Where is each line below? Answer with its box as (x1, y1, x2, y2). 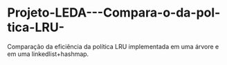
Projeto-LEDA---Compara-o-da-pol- (7, 5, 221, 21)
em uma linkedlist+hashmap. (7, 50, 89, 58)
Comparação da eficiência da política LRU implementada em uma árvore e (7, 42, 219, 50)
